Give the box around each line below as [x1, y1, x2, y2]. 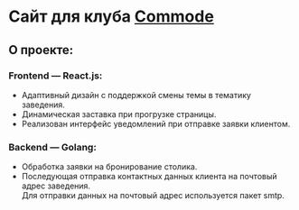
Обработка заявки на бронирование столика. [21, 161, 198, 172]
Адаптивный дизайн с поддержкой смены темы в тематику [21, 89, 252, 100]
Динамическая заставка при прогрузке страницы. [21, 108, 217, 119]
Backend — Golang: [8, 141, 97, 153]
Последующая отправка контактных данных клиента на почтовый [21, 171, 277, 182]
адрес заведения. [21, 180, 91, 191]
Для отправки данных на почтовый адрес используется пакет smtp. [21, 190, 285, 201]
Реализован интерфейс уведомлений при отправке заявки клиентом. [21, 118, 291, 129]
